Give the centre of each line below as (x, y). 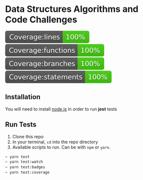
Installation (23, 97)
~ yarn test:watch (24, 162)
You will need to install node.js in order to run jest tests (61, 109)
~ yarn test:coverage (27, 173)
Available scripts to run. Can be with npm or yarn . (61, 147)
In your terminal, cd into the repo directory (55, 142)
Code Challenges (41, 20)
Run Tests (21, 125)
